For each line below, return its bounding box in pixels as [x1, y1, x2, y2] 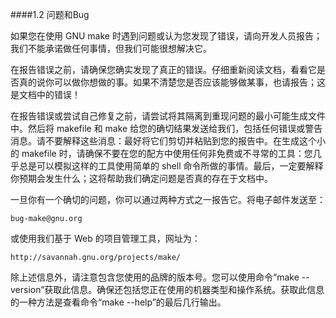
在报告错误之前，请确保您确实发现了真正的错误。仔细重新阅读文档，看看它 [10, 64, 317, 75]
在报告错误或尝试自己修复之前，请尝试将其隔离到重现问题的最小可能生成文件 [10, 110, 326, 122]
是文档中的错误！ [10, 89, 81, 100]
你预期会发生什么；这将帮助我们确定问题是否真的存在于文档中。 [10, 173, 273, 184]
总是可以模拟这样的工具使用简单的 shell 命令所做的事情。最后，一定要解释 [18, 160, 324, 172]
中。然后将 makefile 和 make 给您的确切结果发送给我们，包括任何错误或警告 [10, 123, 323, 134]
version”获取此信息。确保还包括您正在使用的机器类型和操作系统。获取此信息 [10, 284, 325, 295]
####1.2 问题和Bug [10, 9, 90, 20]
